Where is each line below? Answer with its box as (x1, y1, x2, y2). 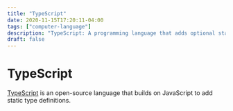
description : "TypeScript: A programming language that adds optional (7, 29, 216, 37)
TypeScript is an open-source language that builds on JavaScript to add (7, 89, 213, 97)
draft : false (7, 36, 45, 43)
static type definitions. (7, 96, 71, 105)
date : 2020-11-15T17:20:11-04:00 (7, 17, 104, 24)
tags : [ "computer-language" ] (7, 23, 92, 30)
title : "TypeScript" (7, 10, 67, 17)
